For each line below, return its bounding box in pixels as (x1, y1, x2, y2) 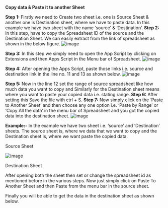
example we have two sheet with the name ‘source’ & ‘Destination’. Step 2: (5, 25, 159, 31)
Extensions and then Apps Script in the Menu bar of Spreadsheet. (5, 56, 141, 62)
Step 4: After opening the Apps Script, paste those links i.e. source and (5, 65, 153, 72)
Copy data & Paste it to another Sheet (5, 5, 85, 10)
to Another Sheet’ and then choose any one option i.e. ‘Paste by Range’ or (5, 102, 158, 108)
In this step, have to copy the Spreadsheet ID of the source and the (5, 30, 144, 36)
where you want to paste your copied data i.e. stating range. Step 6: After (5, 92, 158, 97)
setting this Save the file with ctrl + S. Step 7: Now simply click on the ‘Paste (5, 97, 163, 103)
